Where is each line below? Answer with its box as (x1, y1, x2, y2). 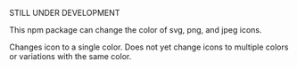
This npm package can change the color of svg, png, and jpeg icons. (9, 25, 262, 34)
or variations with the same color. (9, 51, 132, 61)
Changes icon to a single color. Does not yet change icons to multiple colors (9, 42, 289, 52)
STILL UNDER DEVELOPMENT (9, 8, 120, 18)
